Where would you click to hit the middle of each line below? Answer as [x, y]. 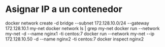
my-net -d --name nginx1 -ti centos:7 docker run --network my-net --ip [80, 33]
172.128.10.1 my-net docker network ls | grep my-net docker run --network [82, 28]
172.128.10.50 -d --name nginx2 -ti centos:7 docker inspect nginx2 [75, 39]
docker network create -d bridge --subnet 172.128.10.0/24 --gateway [77, 23]
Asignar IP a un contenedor [64, 9]
